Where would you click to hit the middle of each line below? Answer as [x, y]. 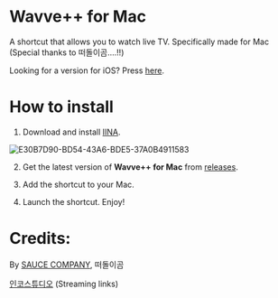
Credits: [40, 239]
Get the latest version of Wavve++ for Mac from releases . [130, 167]
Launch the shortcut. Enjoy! [74, 201]
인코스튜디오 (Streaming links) [64, 284]
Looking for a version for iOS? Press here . [87, 70]
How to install [62, 107]
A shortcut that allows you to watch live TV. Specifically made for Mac [139, 42]
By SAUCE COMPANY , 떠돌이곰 [67, 265]
